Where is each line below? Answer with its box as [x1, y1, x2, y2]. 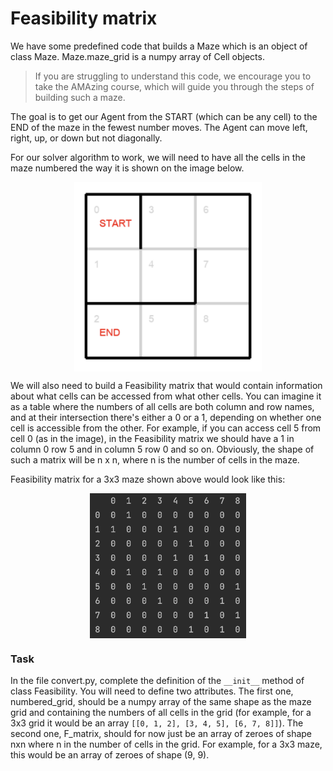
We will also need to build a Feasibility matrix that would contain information [10, 380, 323, 392]
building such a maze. [34, 91, 126, 103]
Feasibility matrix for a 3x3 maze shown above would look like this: [10, 473, 286, 486]
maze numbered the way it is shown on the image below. [10, 162, 245, 174]
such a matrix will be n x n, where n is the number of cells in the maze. [10, 454, 300, 466]
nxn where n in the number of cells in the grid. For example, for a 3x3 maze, [10, 738, 323, 751]
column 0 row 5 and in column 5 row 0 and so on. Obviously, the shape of [10, 443, 315, 456]
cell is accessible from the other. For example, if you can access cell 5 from [10, 422, 322, 434]
